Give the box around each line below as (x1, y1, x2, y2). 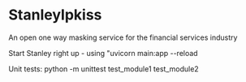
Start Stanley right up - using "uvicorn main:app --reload (8, 48, 198, 58)
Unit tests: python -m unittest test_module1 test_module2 (8, 63, 199, 74)
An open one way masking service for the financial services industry (8, 32, 238, 42)
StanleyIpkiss (8, 6, 102, 24)
